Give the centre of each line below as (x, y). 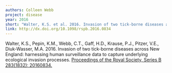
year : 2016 (17, 19)
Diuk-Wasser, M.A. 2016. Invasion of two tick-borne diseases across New (82, 49)
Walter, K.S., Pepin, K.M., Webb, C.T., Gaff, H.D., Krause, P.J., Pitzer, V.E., (82, 43)
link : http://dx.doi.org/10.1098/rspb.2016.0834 (58, 29)
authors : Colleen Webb (29, 10)
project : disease (24, 15)
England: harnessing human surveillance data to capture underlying (77, 55)
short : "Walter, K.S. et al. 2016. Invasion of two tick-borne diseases (84, 24)
